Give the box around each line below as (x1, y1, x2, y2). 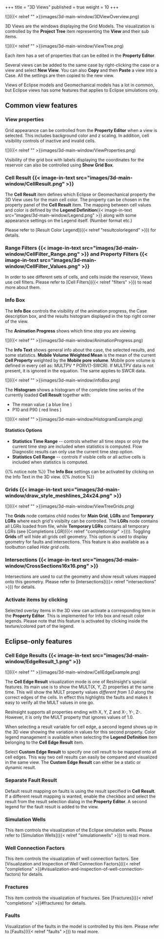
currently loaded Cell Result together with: (5, 392, 91, 398)
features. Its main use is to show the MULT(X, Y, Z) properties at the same (5, 684, 154, 690)
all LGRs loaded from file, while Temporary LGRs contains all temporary (5, 523, 149, 529)
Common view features (5, 102, 78, 110)
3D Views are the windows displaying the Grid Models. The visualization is (5, 23, 155, 29)
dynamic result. (5, 765, 37, 771)
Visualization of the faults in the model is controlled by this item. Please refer (5, 923, 159, 929)
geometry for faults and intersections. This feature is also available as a (5, 539, 149, 545)
